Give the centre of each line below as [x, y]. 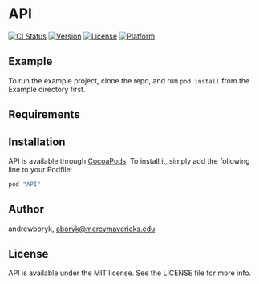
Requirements [44, 114]
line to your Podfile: [40, 169]
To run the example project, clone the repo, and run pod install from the [129, 80]
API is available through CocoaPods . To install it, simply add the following [129, 160]
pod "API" [25, 184]
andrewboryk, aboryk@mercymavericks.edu [82, 229]
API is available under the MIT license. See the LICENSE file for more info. [130, 273]
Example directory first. [47, 89]
